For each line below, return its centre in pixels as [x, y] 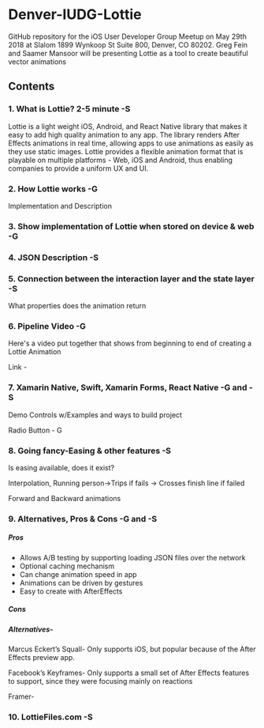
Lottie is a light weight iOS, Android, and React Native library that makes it [128, 126]
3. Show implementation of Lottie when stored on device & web [131, 226]
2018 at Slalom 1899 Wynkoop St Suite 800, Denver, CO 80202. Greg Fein [128, 44]
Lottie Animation [35, 352]
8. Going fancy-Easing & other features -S [90, 451]
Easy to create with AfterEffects [71, 591]
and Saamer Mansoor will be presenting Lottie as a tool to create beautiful [128, 53]
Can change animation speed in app [78, 574]
